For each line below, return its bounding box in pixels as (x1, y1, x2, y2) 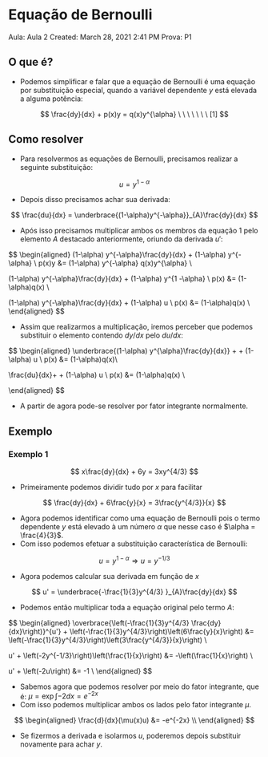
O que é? (8, 55, 54, 69)
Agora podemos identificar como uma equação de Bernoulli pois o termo (19, 513, 261, 523)
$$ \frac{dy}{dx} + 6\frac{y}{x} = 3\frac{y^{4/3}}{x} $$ (42, 497, 226, 507)
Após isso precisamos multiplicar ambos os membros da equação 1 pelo (19, 226, 258, 236)
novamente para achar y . (19, 739, 102, 749)
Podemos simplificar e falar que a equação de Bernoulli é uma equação (19, 76, 256, 86)
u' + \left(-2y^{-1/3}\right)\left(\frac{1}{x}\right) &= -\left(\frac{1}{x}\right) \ (8, 650, 254, 660)
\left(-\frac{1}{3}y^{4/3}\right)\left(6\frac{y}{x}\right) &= (69, 626, 254, 636)
